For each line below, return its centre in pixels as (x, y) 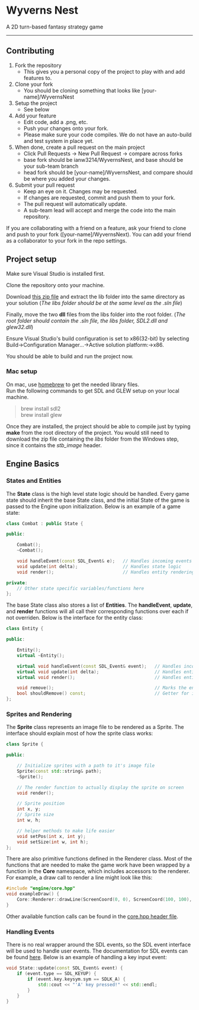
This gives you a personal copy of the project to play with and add (104, 71)
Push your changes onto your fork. (66, 128)
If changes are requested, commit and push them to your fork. (99, 197)
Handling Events (30, 932)
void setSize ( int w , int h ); (53, 842)
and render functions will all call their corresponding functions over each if (97, 611)
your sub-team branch (51, 166)
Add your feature (36, 116)
